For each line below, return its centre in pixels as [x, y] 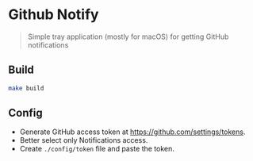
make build [26, 88]
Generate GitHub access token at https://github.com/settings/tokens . [132, 132]
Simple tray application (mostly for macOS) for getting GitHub [128, 36]
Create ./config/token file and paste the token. [97, 149]
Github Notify [54, 15]
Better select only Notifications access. [84, 140]
